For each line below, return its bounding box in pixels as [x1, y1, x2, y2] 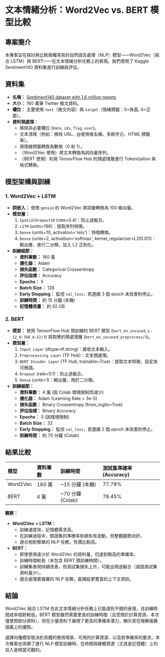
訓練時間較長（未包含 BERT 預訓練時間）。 [19, 557, 105, 563]
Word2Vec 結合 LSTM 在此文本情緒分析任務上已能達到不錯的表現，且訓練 [5, 606, 154, 612]
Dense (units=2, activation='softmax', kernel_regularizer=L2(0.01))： [19, 235, 156, 242]
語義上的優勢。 [5, 624, 35, 630]
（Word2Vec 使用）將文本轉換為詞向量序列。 [19, 149, 111, 155]
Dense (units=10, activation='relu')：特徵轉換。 [19, 229, 113, 235]
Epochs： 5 [19, 278, 44, 284]
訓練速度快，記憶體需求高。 [19, 526, 76, 532]
